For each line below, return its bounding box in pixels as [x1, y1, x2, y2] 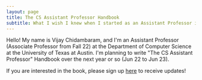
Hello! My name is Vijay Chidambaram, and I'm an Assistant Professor [6, 37, 179, 44]
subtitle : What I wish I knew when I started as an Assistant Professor [6, 20, 192, 26]
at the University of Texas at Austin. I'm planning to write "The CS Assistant [6, 49, 193, 57]
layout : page [6, 8, 39, 15]
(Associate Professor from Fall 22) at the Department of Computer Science [6, 43, 192, 50]
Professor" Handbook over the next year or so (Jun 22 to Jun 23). [6, 55, 170, 63]
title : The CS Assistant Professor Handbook [6, 14, 120, 20]
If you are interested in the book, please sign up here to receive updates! [6, 67, 186, 75]
